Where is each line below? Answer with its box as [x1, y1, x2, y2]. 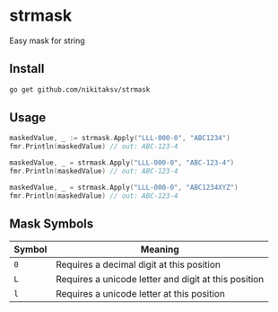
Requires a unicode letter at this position [55, 287, 226, 299]
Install [9, 61, 45, 76]
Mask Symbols [9, 217, 94, 232]
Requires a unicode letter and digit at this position [55, 272, 265, 285]
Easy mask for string [9, 35, 85, 46]
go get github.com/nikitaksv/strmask [9, 85, 151, 94]
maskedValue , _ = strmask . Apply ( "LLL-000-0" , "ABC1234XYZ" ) [9, 183, 239, 192]
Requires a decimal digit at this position [55, 258, 222, 271]
